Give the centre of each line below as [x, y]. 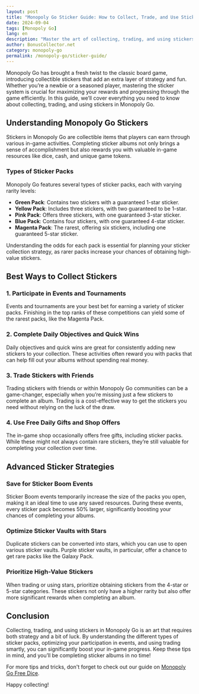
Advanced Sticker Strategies [60, 467]
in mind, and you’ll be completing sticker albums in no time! [78, 655]
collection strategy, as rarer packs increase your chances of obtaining [92, 251]
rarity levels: [21, 191]
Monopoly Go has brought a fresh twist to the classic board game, [87, 72]
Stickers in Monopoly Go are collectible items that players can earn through [98, 137]
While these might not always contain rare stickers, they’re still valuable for [97, 442]
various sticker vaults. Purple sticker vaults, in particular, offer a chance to [97, 550]
